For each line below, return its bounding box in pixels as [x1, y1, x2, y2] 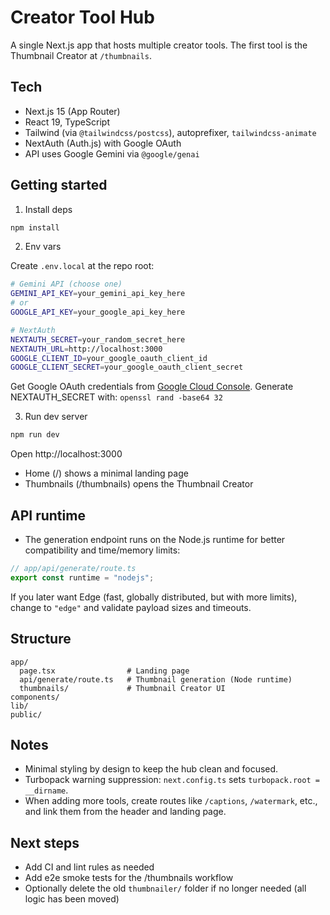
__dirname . [24, 784, 69, 796]
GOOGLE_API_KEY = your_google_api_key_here [10, 307, 186, 318]
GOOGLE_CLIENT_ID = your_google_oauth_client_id [10, 353, 208, 363]
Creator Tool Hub [10, 6, 155, 29]
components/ [10, 692, 60, 702]
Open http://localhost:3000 [10, 448, 123, 460]
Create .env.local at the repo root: [10, 260, 155, 272]
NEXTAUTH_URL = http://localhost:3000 [10, 344, 163, 354]
